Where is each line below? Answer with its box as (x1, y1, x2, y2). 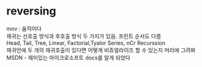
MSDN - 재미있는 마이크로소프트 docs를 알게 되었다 (6, 54, 130, 61)
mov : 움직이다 (6, 25, 42, 32)
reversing (6, 4, 56, 18)
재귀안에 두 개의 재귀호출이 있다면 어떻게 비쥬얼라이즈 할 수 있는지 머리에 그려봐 (6, 46, 196, 54)
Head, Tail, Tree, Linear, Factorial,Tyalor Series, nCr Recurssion (6, 39, 165, 46)
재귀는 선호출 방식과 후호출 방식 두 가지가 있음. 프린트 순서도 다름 (6, 32, 162, 40)
